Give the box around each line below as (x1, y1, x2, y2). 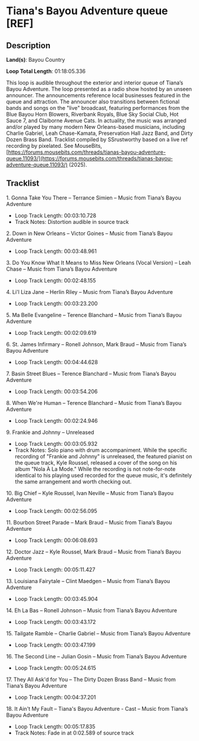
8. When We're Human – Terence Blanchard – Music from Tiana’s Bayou (6, 399, 182, 406)
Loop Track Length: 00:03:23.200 (14, 300, 98, 307)
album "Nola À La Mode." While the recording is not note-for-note (14, 465, 176, 473)
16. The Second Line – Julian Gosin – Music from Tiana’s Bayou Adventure (6, 653, 187, 660)
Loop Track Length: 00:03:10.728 (14, 212, 97, 219)
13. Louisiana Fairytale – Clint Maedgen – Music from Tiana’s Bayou (6, 577, 170, 584)
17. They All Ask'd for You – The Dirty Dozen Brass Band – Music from (6, 676, 176, 683)
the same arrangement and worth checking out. (14, 478, 132, 485)
